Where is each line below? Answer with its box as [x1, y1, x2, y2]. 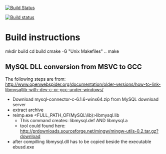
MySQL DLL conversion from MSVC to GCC [5, 63, 142, 71]
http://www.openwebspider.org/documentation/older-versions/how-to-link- [5, 81, 161, 87]
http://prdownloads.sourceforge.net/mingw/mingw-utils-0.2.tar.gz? [19, 128, 159, 134]
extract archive [12, 107, 44, 113]
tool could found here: [19, 123, 66, 129]
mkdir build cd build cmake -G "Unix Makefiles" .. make [5, 48, 119, 54]
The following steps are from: [5, 76, 66, 82]
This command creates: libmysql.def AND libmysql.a [19, 117, 128, 123]
